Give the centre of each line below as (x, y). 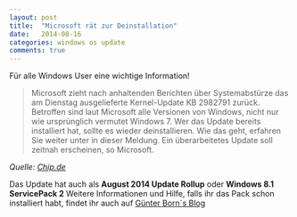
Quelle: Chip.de (38, 167)
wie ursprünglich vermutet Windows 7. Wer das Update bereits (146, 122)
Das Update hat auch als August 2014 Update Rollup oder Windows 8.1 (142, 184)
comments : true (37, 51)
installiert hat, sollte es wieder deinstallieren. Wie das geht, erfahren (156, 131)
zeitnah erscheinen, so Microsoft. (92, 150)
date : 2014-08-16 (45, 34)
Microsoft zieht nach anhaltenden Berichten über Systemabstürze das (160, 93)
